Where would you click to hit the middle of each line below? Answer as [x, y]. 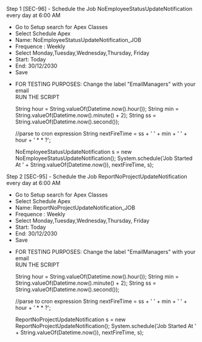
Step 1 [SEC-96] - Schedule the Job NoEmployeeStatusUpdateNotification [99, 9]
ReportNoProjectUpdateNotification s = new [70, 319]
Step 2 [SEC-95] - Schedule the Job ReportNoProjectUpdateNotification [97, 176]
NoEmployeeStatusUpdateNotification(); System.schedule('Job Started [104, 158]
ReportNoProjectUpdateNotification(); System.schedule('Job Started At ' [106, 326]
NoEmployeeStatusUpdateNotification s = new [73, 152]
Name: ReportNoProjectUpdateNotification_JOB [75, 208]
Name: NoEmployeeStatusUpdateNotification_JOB [78, 40]
